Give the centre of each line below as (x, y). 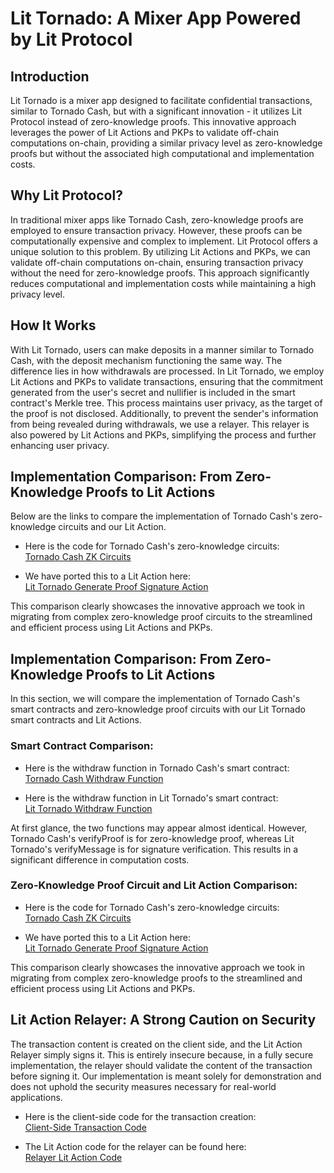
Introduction (50, 76)
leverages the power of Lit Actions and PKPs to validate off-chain (144, 132)
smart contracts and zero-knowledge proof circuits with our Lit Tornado (158, 709)
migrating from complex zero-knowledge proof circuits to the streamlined (161, 617)
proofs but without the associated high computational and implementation (162, 153)
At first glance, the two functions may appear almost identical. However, (159, 828)
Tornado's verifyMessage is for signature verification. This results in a (154, 849)
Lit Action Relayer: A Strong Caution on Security (163, 1020)
